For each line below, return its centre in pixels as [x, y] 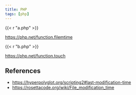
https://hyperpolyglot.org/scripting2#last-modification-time [71, 82]
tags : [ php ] [17, 14]
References [23, 71]
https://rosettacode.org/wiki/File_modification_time [63, 88]
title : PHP [16, 9]
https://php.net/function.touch [35, 55]
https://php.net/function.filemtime [39, 37]
